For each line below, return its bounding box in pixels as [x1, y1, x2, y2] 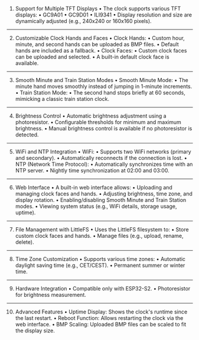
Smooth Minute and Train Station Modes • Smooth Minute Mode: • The [15, 77, 188, 83]
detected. [15, 131, 39, 138]
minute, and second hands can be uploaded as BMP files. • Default [15, 41, 179, 48]
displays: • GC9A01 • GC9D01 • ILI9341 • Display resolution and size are [15, 11, 193, 18]
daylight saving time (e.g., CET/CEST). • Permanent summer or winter [15, 262, 185, 269]
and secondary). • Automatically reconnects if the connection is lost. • [15, 155, 188, 161]
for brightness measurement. [15, 292, 86, 298]
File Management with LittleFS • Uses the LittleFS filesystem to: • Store [15, 226, 189, 233]
